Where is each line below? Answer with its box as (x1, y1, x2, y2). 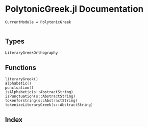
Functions (5, 64, 37, 72)
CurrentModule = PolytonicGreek (5, 20, 71, 25)
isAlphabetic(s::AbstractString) (5, 89, 74, 94)
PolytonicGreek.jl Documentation (5, 3, 144, 15)
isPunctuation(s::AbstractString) (5, 94, 76, 99)
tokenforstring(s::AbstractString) (5, 98, 78, 103)
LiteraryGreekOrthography (5, 50, 58, 55)
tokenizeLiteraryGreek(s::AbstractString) (5, 102, 93, 107)
